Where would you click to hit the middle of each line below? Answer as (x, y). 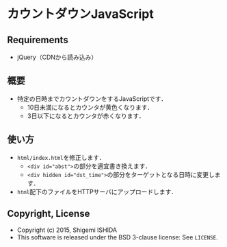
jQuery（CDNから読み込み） (57, 57)
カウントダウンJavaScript (80, 14)
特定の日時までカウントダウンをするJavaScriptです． (92, 98)
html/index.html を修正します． (61, 157)
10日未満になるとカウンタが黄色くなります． (90, 107)
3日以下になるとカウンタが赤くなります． (86, 116)
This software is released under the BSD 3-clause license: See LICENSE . (117, 237)
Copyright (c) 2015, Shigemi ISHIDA (67, 230)
